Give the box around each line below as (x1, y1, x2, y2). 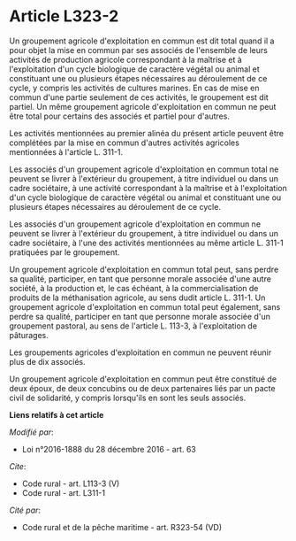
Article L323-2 (9, 6, 119, 27)
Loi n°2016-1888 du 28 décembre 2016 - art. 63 (21, 444, 196, 454)
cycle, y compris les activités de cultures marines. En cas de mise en (9, 82, 260, 93)
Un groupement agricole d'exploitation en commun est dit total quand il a (9, 35, 275, 46)
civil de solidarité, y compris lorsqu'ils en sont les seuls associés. (9, 392, 247, 403)
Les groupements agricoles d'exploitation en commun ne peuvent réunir (9, 347, 272, 358)
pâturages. (9, 329, 49, 340)
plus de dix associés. (9, 356, 86, 367)
